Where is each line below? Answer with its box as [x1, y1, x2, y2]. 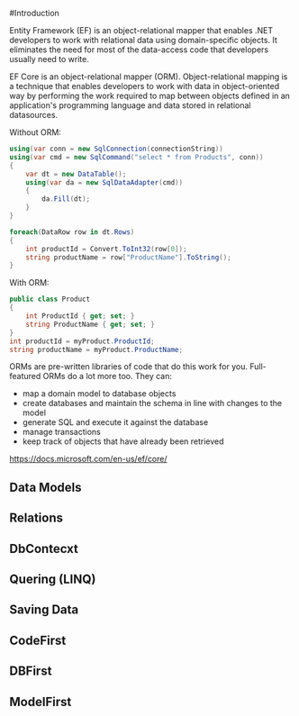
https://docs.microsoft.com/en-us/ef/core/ [9, 454, 168, 465]
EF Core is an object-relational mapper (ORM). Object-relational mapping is [9, 71, 288, 82]
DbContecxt [9, 540, 78, 557]
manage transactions [22, 427, 101, 438]
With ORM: [9, 277, 50, 288]
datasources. [9, 110, 59, 120]
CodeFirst [9, 632, 67, 648]
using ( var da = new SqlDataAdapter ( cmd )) [25, 177, 183, 187]
